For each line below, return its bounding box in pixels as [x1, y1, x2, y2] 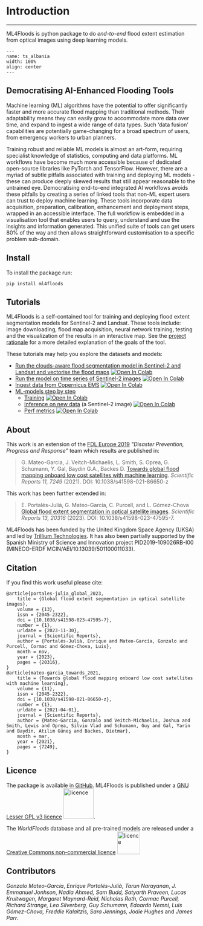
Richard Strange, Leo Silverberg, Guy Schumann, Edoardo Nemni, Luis [6, 901, 182, 908]
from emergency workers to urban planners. [6, 134, 117, 141]
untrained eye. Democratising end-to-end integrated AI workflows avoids [6, 184, 188, 191]
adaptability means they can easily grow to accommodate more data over [6, 114, 189, 121]
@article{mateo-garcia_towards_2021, [6, 670, 101, 676]
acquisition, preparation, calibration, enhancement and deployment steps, [6, 203, 190, 210]
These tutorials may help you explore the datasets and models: [6, 351, 163, 358]
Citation [6, 563, 37, 573]
